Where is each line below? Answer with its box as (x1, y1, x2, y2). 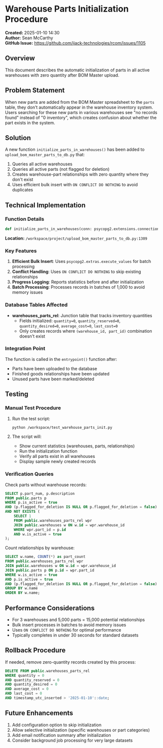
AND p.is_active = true (5, 577, 53, 582)
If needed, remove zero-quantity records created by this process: (5, 659, 136, 665)
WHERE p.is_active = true (5, 500, 57, 505)
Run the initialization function (19, 448, 78, 454)
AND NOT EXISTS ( (5, 509, 40, 514)
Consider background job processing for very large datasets (12, 737, 133, 743)
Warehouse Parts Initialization (5, 3, 129, 15)
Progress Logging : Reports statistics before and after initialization (12, 279, 144, 285)
